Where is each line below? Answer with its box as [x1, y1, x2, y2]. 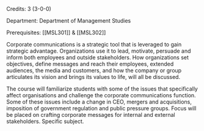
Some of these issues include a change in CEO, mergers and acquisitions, [6, 98, 192, 105]
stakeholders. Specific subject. [6, 118, 84, 125]
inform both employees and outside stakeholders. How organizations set [6, 54, 189, 61]
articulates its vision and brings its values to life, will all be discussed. [6, 73, 181, 80]
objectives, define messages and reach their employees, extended [6, 61, 174, 67]
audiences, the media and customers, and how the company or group [6, 67, 182, 74]
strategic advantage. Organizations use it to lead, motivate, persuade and [6, 47, 191, 54]
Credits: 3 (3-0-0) [6, 6, 52, 12]
